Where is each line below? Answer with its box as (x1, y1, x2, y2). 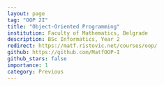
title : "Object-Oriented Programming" (7, 23, 120, 30)
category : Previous (7, 68, 64, 75)
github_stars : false (7, 55, 68, 62)
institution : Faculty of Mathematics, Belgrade (7, 29, 149, 37)
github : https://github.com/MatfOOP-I (7, 49, 120, 56)
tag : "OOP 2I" (7, 17, 49, 24)
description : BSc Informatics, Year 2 (7, 36, 120, 43)
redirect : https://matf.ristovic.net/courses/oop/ (7, 42, 158, 49)
